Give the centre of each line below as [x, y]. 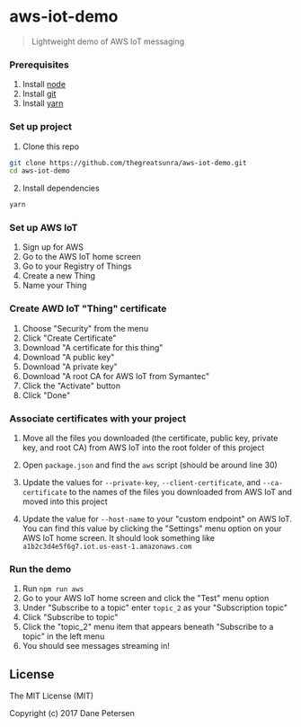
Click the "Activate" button [71, 386]
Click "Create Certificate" [69, 338]
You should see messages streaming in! [96, 646]
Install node [44, 84]
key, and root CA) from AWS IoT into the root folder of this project [143, 448]
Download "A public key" [68, 357]
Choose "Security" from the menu [85, 328]
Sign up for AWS [53, 247]
